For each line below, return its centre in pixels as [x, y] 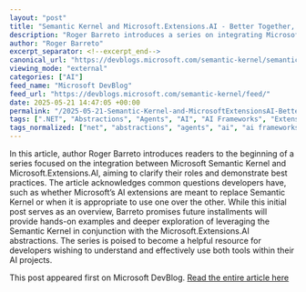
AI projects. [31, 260]
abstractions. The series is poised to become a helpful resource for [136, 241]
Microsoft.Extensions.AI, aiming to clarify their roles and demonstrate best [149, 173]
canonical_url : [38, 60]
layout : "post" [38, 18]
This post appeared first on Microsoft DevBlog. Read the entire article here [149, 277]
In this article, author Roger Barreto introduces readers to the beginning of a [152, 154]
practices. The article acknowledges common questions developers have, [148, 182]
